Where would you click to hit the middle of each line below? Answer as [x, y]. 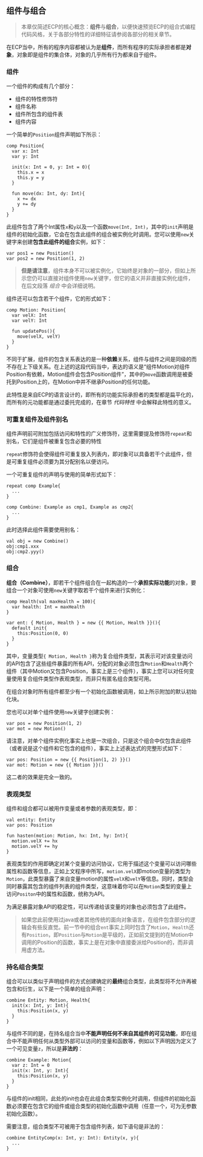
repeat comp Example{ [34, 486]
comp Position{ [25, 146]
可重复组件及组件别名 [37, 419]
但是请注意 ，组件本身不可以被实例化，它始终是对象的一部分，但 [100, 270]
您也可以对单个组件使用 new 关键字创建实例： [61, 712]
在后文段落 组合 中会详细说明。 [60, 286]
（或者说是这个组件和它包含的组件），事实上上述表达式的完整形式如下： [95, 748]
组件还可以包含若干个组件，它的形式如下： [59, 299]
